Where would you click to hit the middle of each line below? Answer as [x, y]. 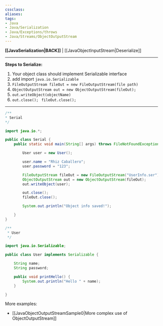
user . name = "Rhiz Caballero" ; [54, 162]
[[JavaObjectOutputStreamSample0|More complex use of [70, 313]
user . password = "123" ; [46, 166]
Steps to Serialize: [24, 64]
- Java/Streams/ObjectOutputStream [41, 37]
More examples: [21, 304]
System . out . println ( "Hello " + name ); [62, 281]
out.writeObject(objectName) [41, 95]
